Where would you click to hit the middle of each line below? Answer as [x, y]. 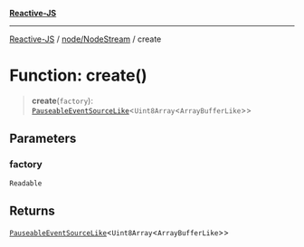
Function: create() [78, 76]
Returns [33, 211]
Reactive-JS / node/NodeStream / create [85, 39]
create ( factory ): [62, 100]
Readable [26, 183]
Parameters [43, 139]
